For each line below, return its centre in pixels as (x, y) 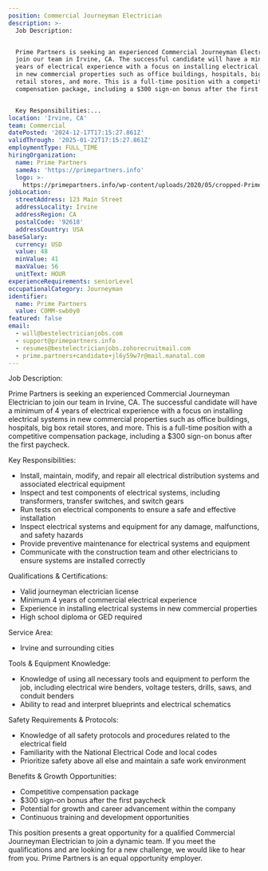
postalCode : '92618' (49, 222)
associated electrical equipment (72, 484)
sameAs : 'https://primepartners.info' (80, 170)
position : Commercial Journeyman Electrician (85, 16)
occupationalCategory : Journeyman (66, 288)
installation (37, 518)
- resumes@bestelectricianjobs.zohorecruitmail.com (103, 348)
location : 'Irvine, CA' (48, 118)
